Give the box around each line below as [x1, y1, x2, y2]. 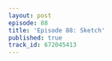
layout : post [8, 11, 52, 20]
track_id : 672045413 [8, 41, 78, 49]
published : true [8, 33, 62, 42]
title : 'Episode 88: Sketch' [8, 26, 106, 34]
